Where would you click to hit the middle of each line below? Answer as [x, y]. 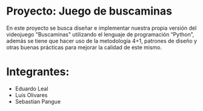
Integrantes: [38, 72]
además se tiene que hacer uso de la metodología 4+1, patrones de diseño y [102, 41]
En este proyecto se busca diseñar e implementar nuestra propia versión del [101, 28]
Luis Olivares [31, 95]
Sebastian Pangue [38, 101]
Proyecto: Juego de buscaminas [89, 11]
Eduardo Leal [32, 89]
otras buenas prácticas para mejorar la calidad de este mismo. [84, 47]
